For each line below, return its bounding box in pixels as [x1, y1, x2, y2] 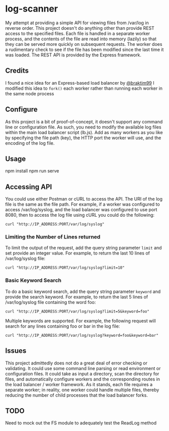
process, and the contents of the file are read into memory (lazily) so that [5, 36, 157, 42]
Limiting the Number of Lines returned [5, 233, 101, 240]
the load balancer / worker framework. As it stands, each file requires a [5, 381, 153, 387]
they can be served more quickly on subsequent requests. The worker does [5, 41, 162, 47]
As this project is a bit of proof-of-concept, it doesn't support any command [5, 118, 163, 125]
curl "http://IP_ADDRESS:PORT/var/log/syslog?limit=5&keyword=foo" [5, 309, 150, 314]
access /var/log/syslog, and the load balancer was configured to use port [5, 207, 157, 213]
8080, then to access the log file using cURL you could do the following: [5, 212, 155, 218]
